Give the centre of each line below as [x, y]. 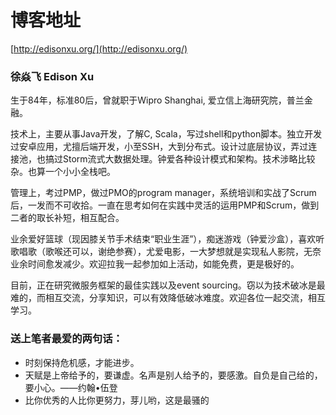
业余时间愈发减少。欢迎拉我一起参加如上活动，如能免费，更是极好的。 [155, 264]
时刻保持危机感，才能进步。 [82, 362]
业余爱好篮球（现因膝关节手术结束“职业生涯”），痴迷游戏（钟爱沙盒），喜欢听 [167, 239]
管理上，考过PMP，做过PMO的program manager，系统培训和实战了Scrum [163, 193]
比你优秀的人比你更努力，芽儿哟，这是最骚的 [117, 400]
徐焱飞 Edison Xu [52, 76]
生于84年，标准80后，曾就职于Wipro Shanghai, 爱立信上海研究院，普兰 [157, 100]
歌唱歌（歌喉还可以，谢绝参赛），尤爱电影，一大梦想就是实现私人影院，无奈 [166, 252]
